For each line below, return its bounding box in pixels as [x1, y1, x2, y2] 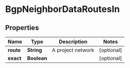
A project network [52, 46, 94, 53]
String [27, 46, 42, 53]
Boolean [27, 55, 48, 61]
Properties [5, 23, 39, 32]
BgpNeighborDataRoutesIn [5, 3, 120, 15]
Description [58, 38, 88, 45]
